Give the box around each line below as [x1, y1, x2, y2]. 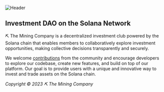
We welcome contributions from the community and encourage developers [5, 55, 160, 61]
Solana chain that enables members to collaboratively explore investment [5, 40, 156, 46]
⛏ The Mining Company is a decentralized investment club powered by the [5, 32, 159, 38]
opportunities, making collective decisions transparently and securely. [5, 45, 150, 51]
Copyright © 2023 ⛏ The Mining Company [5, 80, 93, 87]
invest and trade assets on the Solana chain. [5, 70, 96, 77]
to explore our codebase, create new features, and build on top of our [5, 60, 149, 66]
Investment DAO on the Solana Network [5, 19, 131, 27]
